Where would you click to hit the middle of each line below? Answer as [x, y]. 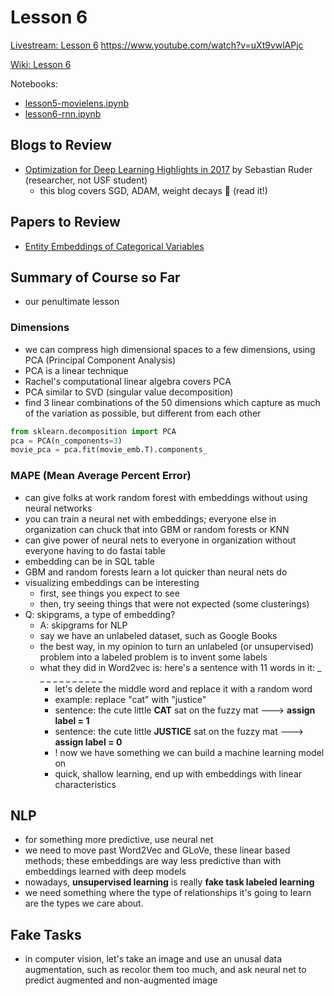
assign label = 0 [88, 742]
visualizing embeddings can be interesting [112, 582]
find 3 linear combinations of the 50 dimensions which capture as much [172, 402]
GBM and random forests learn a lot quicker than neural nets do [156, 572]
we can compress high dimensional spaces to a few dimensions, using [170, 349]
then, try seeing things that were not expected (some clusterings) [174, 603]
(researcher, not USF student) [86, 180]
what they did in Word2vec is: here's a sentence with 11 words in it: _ [180, 667]
